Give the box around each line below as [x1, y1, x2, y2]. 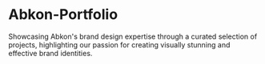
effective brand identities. [8, 48, 93, 58]
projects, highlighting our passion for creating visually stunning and [8, 40, 231, 49]
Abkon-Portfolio [8, 6, 118, 24]
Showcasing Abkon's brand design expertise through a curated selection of [8, 32, 258, 41]
